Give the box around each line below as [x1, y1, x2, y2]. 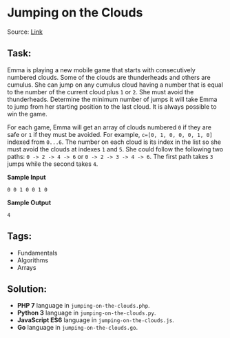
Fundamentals [17, 249, 58, 257]
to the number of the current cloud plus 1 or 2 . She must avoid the [7, 87, 194, 96]
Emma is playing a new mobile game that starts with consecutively [7, 65, 196, 74]
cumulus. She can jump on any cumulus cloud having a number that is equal [7, 81, 224, 89]
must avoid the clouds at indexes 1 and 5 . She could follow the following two [7, 145, 224, 153]
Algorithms [17, 256, 49, 264]
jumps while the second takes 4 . [7, 160, 98, 168]
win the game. [7, 109, 48, 118]
